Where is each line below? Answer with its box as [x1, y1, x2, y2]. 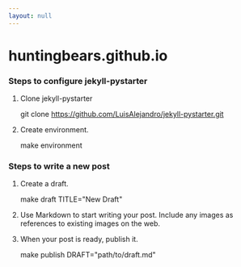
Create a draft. [19, 179, 69, 189]
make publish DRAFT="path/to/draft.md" [19, 250, 156, 260]
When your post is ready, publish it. [19, 235, 139, 244]
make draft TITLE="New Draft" [19, 194, 123, 204]
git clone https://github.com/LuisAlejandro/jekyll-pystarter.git [19, 110, 224, 119]
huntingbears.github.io [8, 46, 168, 65]
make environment [19, 140, 82, 150]
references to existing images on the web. [19, 219, 160, 228]
